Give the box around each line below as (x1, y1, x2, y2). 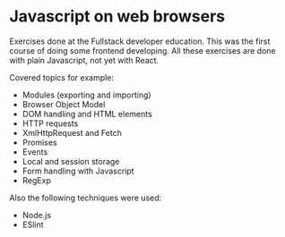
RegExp (22, 174, 51, 185)
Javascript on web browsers (9, 6, 226, 27)
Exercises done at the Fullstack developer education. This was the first (9, 36, 271, 47)
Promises (22, 137, 57, 148)
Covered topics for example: (9, 72, 115, 82)
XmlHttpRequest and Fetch (22, 127, 123, 138)
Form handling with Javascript (22, 165, 134, 176)
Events (22, 146, 48, 157)
